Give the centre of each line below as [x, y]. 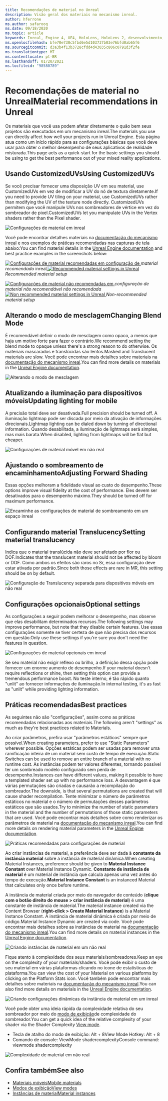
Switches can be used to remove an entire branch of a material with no [78, 759]
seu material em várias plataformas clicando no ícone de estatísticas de [79, 967]
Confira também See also [44, 1071]
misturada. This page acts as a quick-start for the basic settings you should [82, 153]
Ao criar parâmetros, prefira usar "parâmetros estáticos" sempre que [76, 737]
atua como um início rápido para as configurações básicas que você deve [81, 142]
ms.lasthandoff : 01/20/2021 [34, 61]
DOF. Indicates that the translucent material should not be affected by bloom [83, 557]
